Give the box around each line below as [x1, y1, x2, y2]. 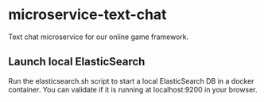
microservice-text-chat [8, 6, 167, 24]
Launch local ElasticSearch [8, 55, 146, 69]
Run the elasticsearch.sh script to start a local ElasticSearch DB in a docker [8, 76, 254, 85]
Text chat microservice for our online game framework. [8, 32, 189, 41]
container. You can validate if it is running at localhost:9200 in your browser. [8, 84, 258, 94]
